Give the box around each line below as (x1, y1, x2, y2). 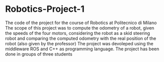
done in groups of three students (5, 51, 73, 57)
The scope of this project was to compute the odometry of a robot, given (5, 25, 155, 31)
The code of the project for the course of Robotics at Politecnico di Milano (5, 20, 157, 26)
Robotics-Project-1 (5, 3, 84, 15)
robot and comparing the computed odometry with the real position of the (5, 35, 157, 41)
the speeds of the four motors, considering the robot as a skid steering (5, 30, 150, 36)
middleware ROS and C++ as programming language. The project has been (5, 46, 160, 52)
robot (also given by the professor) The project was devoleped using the (5, 40, 154, 46)
